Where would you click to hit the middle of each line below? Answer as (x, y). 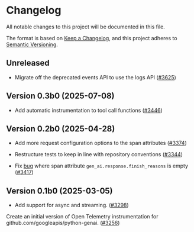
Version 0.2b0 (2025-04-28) (61, 129)
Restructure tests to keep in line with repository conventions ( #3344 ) (99, 154)
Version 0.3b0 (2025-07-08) (60, 96)
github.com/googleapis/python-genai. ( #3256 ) (63, 223)
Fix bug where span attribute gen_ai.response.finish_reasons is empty (101, 166)
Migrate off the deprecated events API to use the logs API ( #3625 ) (95, 77)
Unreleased (28, 63)
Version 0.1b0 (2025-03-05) (60, 191)
